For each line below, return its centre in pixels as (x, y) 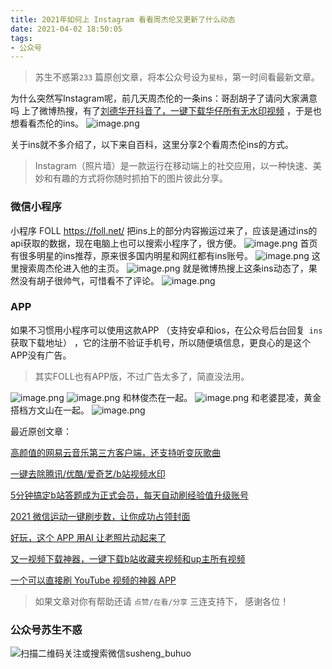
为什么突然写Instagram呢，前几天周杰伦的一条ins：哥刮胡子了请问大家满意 (164, 98)
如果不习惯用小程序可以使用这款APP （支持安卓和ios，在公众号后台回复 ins (166, 330)
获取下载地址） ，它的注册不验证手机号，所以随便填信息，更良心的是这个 (160, 342)
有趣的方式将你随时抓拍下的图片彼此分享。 (140, 178)
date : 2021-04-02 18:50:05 (66, 29)
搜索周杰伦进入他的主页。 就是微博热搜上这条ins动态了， (163, 268)
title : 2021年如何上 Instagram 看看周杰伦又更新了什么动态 (123, 19)
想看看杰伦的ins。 (47, 123)
